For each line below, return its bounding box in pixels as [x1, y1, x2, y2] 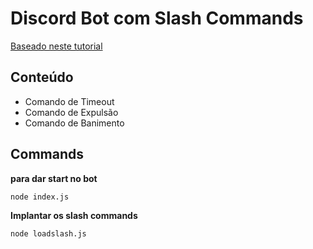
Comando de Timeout [24, 95, 115, 107]
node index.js [10, 192, 70, 202]
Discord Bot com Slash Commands [10, 7, 304, 30]
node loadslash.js [10, 228, 87, 239]
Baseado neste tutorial [10, 40, 103, 52]
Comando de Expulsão [24, 106, 119, 118]
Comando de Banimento [24, 117, 125, 129]
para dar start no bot [10, 172, 98, 184]
